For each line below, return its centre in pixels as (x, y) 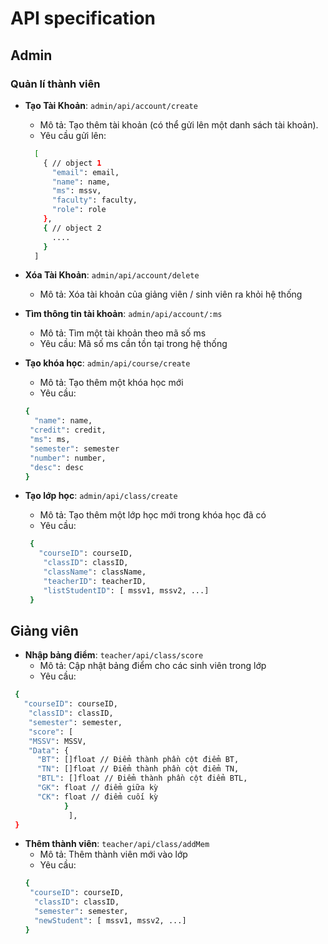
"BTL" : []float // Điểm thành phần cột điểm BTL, (142, 778)
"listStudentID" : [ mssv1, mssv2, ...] (126, 590)
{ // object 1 (72, 163)
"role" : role (79, 210)
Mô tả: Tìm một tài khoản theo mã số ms (123, 333)
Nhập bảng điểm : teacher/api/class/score (114, 655)
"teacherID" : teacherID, (95, 581)
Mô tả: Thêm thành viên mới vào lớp (113, 854)
